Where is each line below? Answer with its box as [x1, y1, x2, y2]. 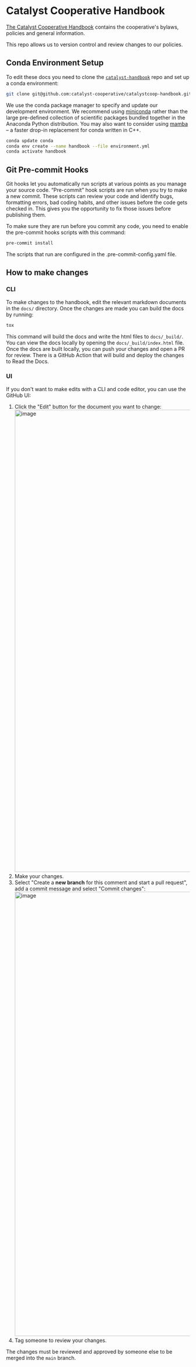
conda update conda [6, 137, 54, 144]
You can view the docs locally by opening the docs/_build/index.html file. [6, 339, 184, 346]
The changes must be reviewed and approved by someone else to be [6, 1348, 173, 1355]
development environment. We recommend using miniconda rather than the [6, 108, 188, 115]
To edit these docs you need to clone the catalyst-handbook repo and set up [6, 73, 190, 80]
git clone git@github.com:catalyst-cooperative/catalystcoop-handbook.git [6, 91, 192, 97]
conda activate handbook [6, 149, 66, 154]
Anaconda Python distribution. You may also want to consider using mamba [6, 120, 188, 127]
